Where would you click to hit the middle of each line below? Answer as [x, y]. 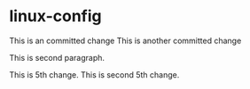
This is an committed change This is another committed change [125, 41]
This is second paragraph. [57, 57]
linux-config [55, 16]
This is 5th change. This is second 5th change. [94, 74]
